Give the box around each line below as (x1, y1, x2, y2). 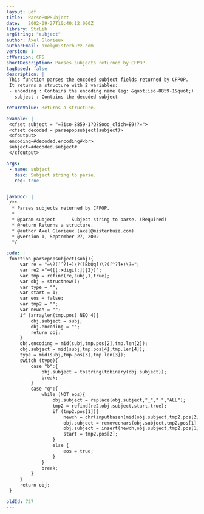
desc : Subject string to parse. (14, 172, 97, 178)
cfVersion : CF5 (6, 54, 45, 60)
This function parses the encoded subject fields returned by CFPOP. (8, 77, 189, 83)
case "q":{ (30, 386, 59, 392)
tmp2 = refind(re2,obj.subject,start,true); (52, 403, 167, 409)
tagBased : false (6, 65, 47, 72)
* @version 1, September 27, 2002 (12, 234, 99, 240)
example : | (6, 116, 34, 122)
